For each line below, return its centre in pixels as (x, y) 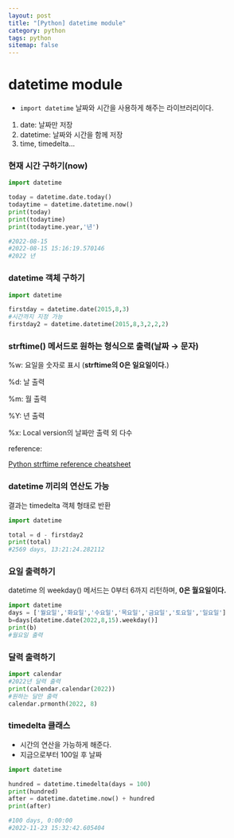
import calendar (35, 675)
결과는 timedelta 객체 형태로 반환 (60, 505)
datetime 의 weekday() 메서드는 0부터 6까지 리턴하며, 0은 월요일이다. (117, 590)
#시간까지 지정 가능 (35, 317)
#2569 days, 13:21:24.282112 (57, 550)
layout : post (30, 16)
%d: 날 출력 (27, 382)
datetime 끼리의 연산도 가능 (59, 486)
